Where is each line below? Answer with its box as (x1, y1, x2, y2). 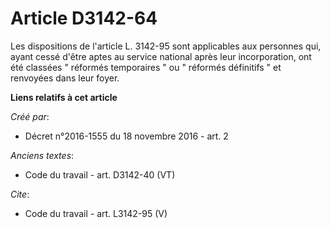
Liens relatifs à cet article (10, 91, 118, 103)
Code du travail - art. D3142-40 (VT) (24, 168, 176, 181)
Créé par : (10, 110, 50, 122)
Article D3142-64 (10, 7, 158, 30)
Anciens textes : (10, 149, 75, 161)
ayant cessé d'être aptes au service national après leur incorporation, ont (10, 50, 312, 62)
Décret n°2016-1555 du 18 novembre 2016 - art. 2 (24, 130, 229, 142)
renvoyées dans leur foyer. (10, 72, 120, 84)
